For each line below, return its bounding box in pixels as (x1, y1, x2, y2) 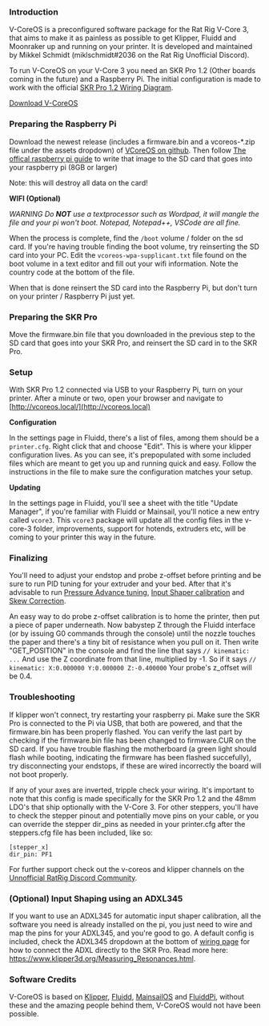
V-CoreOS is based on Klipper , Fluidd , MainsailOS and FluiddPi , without (9, 992, 245, 1002)
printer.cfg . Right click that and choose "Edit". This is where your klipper (9, 442, 252, 451)
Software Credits (9, 974, 77, 985)
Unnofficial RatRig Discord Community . (9, 873, 138, 882)
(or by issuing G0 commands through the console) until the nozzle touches (9, 629, 255, 638)
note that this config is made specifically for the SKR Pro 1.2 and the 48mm (9, 793, 257, 803)
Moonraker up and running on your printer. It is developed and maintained (9, 42, 253, 51)
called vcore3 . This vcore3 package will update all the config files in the (9, 515, 243, 525)
